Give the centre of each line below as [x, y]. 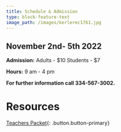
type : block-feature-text [38, 17]
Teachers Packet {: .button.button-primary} [58, 123]
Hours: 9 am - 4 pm [30, 72]
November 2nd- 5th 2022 [54, 46]
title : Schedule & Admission [42, 11]
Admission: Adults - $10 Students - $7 [53, 60]
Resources [33, 107]
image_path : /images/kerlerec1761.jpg [54, 22]
